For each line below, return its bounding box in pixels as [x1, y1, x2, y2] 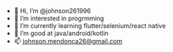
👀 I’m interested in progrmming [13, 14, 105, 22]
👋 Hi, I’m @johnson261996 [13, 7, 91, 15]
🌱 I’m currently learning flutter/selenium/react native [13, 22, 166, 30]
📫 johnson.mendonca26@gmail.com [13, 37, 123, 45]
